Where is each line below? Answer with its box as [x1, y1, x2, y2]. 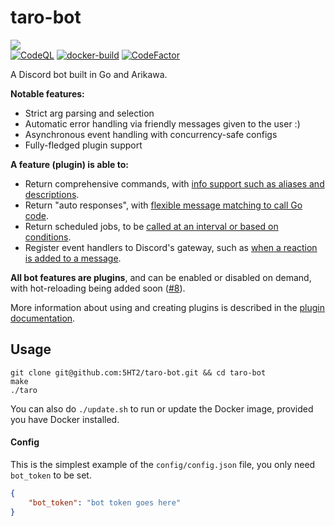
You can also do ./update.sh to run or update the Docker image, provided [10, 402, 314, 415]
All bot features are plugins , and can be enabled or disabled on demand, [10, 271, 312, 283]
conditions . [24, 231, 72, 243]
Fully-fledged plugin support [24, 139, 143, 151]
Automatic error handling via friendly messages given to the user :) [24, 117, 301, 130]
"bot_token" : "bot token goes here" [28, 497, 182, 508]
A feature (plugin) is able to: [10, 158, 129, 170]
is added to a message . [24, 252, 122, 264]
